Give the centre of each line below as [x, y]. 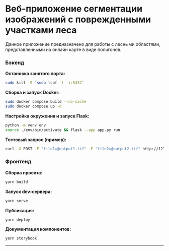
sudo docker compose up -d [33, 106]
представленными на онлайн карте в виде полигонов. [63, 49]
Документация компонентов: [38, 229]
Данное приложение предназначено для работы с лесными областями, [83, 44]
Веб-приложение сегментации [74, 9]
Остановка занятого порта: [35, 74]
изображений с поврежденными [78, 19]
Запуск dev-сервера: [29, 192]
